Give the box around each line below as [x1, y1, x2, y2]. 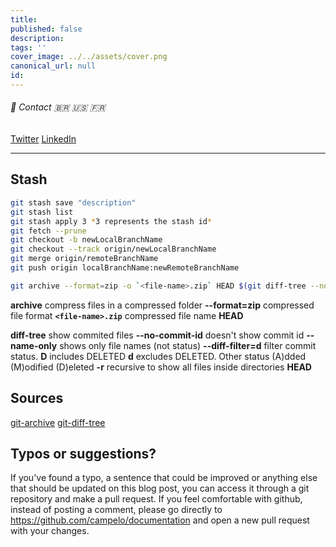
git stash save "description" [10, 197, 137, 208]
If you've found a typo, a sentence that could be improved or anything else [10, 472, 318, 484]
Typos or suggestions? [10, 445, 157, 462]
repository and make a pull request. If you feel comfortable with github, [10, 493, 303, 505]
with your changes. [10, 525, 90, 537]
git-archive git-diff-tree [10, 416, 106, 428]
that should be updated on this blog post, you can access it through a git [10, 482, 310, 495]
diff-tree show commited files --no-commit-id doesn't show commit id [10, 329, 305, 341]
